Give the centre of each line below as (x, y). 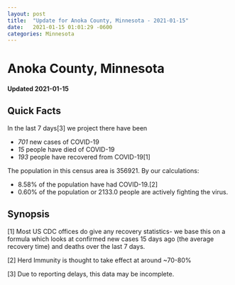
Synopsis (28, 214)
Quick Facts (34, 111)
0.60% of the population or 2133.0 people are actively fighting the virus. (123, 191)
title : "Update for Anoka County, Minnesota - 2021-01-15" (98, 21)
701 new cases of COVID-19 (58, 142)
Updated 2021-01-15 (38, 89)
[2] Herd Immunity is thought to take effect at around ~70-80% (99, 260)
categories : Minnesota (41, 34)
